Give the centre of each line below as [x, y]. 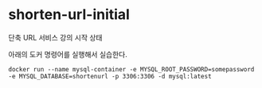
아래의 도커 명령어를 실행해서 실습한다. [68, 54]
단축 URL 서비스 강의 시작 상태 [55, 37]
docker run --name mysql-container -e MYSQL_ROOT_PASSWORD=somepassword [131, 69]
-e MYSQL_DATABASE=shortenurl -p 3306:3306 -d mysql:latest [110, 76]
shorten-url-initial [69, 15]
